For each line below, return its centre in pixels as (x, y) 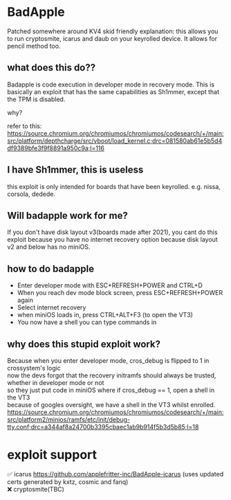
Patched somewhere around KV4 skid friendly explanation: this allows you (113, 31)
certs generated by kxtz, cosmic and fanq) (68, 481)
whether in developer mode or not (56, 383)
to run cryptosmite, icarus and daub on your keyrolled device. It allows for (112, 38)
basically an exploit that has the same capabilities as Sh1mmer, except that (113, 91)
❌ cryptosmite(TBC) (36, 489)
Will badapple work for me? (67, 215)
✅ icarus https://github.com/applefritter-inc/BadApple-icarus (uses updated (115, 474)
